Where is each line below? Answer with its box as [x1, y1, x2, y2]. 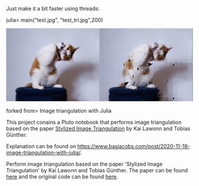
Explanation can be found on [6, 142, 76, 150]
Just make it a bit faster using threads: [6, 5, 99, 12]
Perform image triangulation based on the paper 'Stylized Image [6, 160, 163, 168]
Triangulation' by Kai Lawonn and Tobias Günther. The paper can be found [6, 166, 188, 174]
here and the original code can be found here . [6, 173, 118, 180]
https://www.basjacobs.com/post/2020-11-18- [77, 142, 191, 150]
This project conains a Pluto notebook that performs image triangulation [6, 118, 182, 126]
